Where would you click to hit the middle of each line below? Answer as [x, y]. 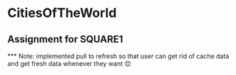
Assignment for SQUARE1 [65, 39]
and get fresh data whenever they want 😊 [70, 64]
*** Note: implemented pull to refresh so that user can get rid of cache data [118, 56]
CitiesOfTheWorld [62, 13]
